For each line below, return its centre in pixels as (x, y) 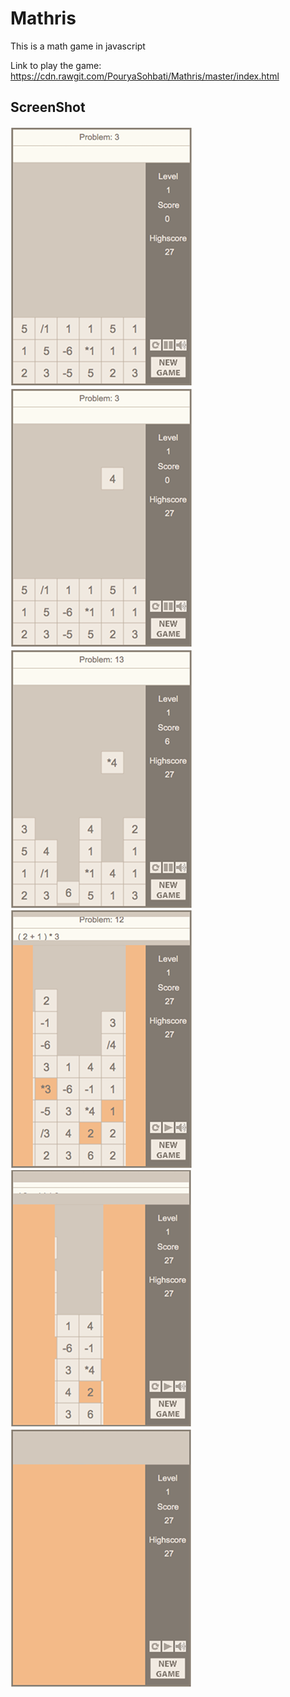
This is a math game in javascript (78, 46)
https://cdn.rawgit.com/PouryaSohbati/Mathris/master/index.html (145, 76)
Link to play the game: (56, 65)
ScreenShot (48, 107)
